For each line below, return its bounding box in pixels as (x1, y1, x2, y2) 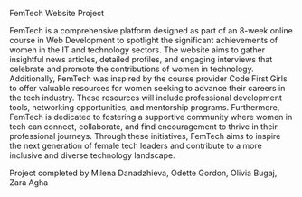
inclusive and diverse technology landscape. (9, 150, 175, 161)
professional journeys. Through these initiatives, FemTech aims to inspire (9, 131, 281, 141)
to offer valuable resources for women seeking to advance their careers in (9, 83, 286, 93)
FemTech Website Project (9, 8, 105, 18)
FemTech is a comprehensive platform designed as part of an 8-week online (9, 25, 294, 35)
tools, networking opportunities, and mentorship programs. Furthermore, (9, 102, 280, 112)
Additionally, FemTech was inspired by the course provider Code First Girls (9, 73, 288, 84)
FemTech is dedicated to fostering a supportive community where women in (9, 112, 293, 122)
